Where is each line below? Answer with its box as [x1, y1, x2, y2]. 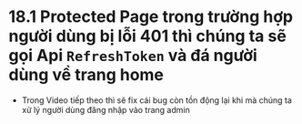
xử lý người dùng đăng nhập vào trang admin [21, 104, 190, 115]
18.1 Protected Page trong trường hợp [8, 6, 293, 27]
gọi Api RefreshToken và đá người [8, 46, 258, 66]
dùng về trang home [8, 65, 165, 86]
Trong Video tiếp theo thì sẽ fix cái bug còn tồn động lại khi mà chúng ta [21, 94, 293, 106]
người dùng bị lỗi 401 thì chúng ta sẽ [8, 26, 287, 46]
